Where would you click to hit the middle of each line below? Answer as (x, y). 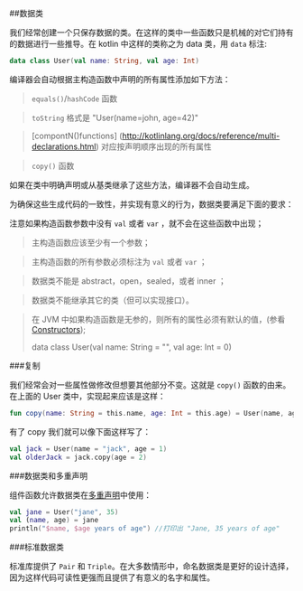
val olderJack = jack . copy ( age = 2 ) (78, 457)
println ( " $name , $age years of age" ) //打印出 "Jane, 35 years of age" (145, 529)
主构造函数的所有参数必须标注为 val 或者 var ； (119, 261)
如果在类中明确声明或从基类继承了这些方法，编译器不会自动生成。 (132, 184)
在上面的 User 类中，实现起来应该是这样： (88, 396)
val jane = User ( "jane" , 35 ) (64, 512)
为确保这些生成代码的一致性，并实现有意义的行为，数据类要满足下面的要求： (151, 204)
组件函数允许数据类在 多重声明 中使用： (80, 494)
